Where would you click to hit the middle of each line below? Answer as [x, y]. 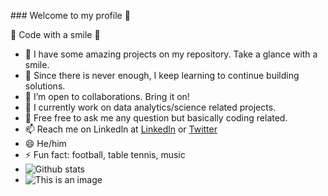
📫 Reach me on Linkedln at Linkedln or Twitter [121, 129]
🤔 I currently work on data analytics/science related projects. [150, 107]
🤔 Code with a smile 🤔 [55, 34]
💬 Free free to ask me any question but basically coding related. [156, 118]
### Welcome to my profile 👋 [70, 15]
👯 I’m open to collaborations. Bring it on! [107, 96]
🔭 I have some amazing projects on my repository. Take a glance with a [171, 54]
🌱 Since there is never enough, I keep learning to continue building [162, 75]
